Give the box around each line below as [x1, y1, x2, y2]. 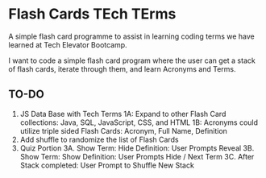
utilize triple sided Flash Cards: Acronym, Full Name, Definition [19, 126, 228, 135]
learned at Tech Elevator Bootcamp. [8, 39, 127, 49]
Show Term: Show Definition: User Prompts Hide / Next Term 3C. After [19, 151, 255, 161]
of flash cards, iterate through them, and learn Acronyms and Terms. [8, 64, 236, 73]
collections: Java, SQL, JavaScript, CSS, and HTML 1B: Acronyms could [19, 118, 259, 127]
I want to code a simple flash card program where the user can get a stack [8, 56, 256, 65]
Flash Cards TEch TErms [8, 5, 177, 23]
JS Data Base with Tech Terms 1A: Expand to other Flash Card [19, 109, 227, 118]
